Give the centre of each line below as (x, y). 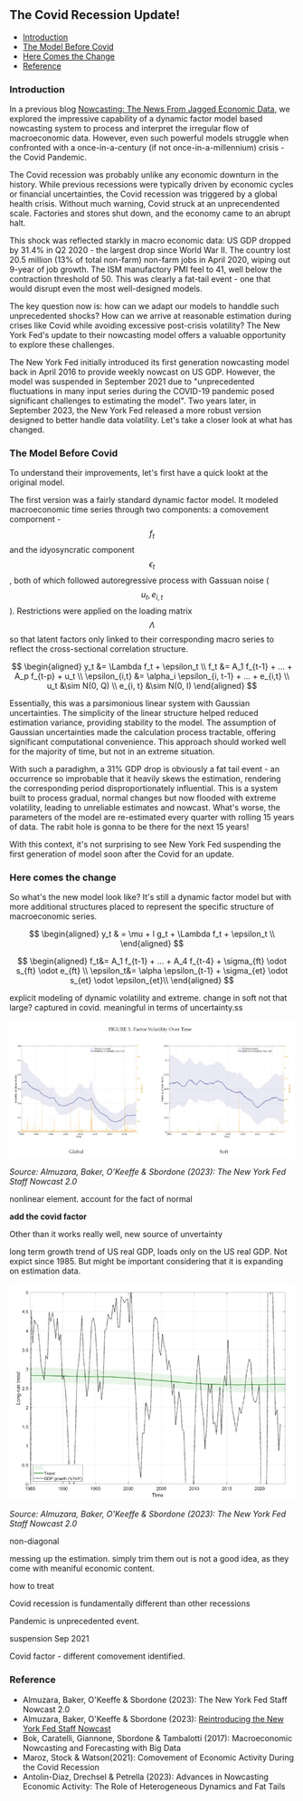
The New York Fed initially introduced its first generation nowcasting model (149, 362)
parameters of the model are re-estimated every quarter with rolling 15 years (152, 817)
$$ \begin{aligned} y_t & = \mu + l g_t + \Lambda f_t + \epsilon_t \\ (152, 934)
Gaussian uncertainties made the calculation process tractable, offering (142, 731)
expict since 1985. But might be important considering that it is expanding (146, 1261)
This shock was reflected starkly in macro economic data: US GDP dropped (150, 240)
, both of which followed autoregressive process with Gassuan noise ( (139, 580)
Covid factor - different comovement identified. (97, 1656)
